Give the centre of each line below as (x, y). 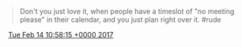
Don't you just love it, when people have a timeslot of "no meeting (127, 11)
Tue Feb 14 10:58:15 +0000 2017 (60, 35)
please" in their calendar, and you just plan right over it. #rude (120, 20)
